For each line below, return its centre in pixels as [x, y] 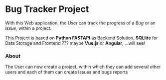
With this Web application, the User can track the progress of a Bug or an [80, 23]
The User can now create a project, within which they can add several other [83, 67]
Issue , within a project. [28, 28]
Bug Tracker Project [47, 9]
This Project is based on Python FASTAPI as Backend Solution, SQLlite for [82, 38]
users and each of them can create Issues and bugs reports [67, 72]
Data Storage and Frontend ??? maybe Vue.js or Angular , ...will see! [75, 43]
